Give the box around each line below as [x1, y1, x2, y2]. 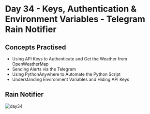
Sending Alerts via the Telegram [12, 66, 76, 72]
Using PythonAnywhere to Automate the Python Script [12, 71, 121, 77]
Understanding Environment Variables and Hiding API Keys [12, 76, 130, 82]
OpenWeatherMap [12, 61, 49, 67]
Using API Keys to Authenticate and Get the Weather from [12, 56, 127, 61]
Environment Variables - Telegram [5, 14, 146, 25]
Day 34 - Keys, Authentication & [5, 3, 137, 14]
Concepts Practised [5, 43, 66, 51]
